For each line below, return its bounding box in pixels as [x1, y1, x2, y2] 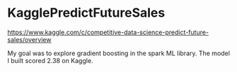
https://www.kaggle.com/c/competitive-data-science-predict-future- [7, 28, 209, 36]
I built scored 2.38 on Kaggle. [7, 56, 93, 64]
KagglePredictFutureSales [7, 5, 166, 21]
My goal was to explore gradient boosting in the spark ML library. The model [7, 49, 230, 57]
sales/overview [7, 35, 52, 43]
